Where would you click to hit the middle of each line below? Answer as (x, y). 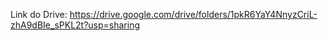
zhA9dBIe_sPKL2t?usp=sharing (75, 25)
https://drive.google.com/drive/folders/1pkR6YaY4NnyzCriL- (193, 14)
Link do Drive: (39, 14)
